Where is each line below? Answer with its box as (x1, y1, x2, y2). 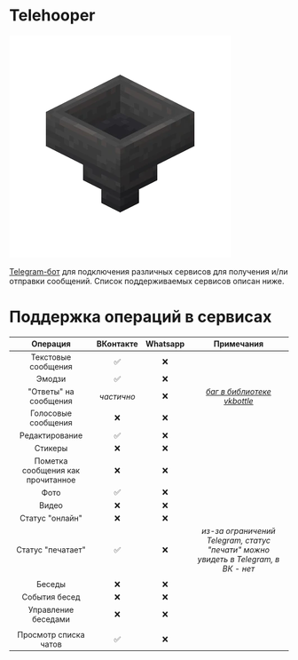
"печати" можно (207, 545, 271, 555)
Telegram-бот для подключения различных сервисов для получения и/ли (9, 266, 288, 276)
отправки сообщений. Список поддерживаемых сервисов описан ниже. (9, 275, 286, 286)
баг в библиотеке (205, 386, 272, 397)
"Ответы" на (27, 386, 74, 397)
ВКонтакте (96, 338, 139, 349)
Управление (27, 605, 74, 616)
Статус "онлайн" (19, 513, 82, 524)
